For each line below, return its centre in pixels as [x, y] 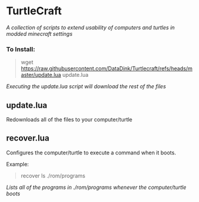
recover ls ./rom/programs [53, 175]
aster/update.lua [41, 75]
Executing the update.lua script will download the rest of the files [86, 86]
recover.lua [28, 138]
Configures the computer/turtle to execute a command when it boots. [91, 153]
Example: [18, 164]
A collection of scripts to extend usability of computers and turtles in [91, 27]
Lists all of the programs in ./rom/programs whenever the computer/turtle [96, 187]
